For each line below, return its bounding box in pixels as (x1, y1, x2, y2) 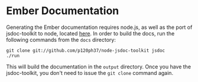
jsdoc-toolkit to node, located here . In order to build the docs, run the (6, 29, 175, 37)
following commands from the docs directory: (6, 36, 116, 43)
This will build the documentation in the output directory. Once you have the (6, 63, 191, 70)
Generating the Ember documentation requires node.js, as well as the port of (6, 24, 193, 31)
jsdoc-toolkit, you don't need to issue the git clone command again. (6, 69, 173, 76)
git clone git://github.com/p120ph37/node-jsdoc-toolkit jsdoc (6, 47, 165, 54)
